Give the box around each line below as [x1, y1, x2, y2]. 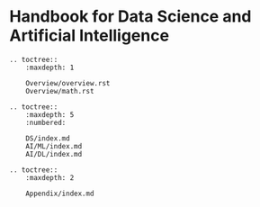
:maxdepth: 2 [25, 173, 75, 182]
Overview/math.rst [25, 86, 94, 95]
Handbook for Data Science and [9, 6, 252, 27]
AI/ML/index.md [25, 141, 83, 150]
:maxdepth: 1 [25, 63, 75, 72]
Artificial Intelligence [9, 25, 169, 46]
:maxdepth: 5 [25, 110, 75, 119]
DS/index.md [25, 133, 70, 143]
